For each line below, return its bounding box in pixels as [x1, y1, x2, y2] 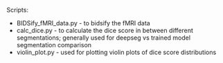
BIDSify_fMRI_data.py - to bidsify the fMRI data [16, 19, 150, 27]
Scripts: [6, 6, 29, 14]
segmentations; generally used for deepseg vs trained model [16, 34, 191, 42]
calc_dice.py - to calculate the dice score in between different [16, 27, 193, 34]
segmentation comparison [16, 41, 91, 49]
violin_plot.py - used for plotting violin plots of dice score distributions [16, 48, 217, 56]
